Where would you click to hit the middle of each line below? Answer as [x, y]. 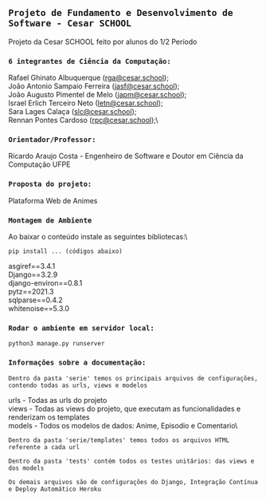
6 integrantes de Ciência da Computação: [90, 61]
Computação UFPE [39, 164]
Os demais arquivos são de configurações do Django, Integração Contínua [133, 482]
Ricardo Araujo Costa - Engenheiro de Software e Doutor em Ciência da [126, 156]
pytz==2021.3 [31, 292]
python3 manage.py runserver [57, 344]
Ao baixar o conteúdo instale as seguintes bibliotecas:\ [98, 237]
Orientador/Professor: [52, 140]
